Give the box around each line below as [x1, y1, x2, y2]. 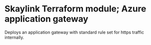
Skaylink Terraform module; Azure [4, 3, 147, 14]
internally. [4, 34, 25, 40]
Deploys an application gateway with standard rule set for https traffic [4, 29, 144, 35]
